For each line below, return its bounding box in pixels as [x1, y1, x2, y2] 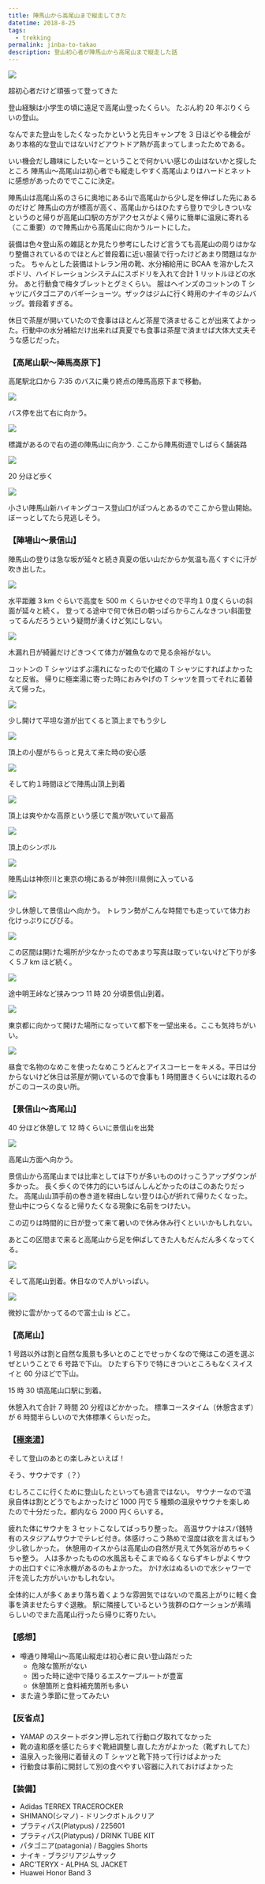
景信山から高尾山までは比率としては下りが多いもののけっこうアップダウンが [8, 1171, 257, 1180]
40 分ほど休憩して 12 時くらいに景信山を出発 [8, 1122, 155, 1132]
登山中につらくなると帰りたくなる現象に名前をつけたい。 [8, 1201, 195, 1210]
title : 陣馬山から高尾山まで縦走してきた [8, 11, 127, 20]
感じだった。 [21, 336, 64, 344]
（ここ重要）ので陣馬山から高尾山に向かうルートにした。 [8, 222, 195, 232]
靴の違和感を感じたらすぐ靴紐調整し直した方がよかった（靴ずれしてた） [19, 1742, 255, 1752]
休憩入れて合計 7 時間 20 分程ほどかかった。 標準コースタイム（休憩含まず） [8, 1403, 255, 1412]
